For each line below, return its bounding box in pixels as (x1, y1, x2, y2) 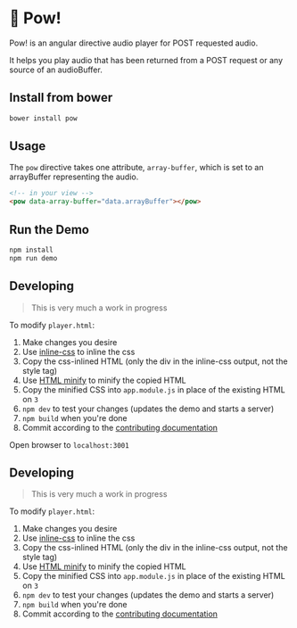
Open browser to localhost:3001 (9, 439, 129, 450)
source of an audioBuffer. (9, 64, 103, 75)
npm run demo (9, 253, 58, 262)
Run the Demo (9, 222, 89, 237)
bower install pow (9, 113, 78, 123)
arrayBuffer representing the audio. (9, 171, 139, 182)
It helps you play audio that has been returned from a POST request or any (9, 54, 284, 65)
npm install (9, 245, 54, 254)
